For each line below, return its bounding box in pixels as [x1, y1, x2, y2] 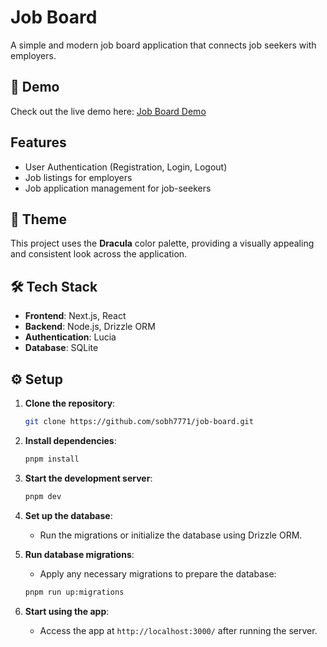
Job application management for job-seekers [24, 182, 212, 194]
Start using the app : [24, 605, 110, 617]
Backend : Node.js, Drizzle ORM [24, 321, 156, 333]
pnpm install [24, 454, 80, 464]
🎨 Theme [10, 211, 68, 228]
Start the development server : [24, 472, 153, 484]
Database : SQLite [24, 342, 99, 354]
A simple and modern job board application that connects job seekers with [10, 39, 317, 51]
